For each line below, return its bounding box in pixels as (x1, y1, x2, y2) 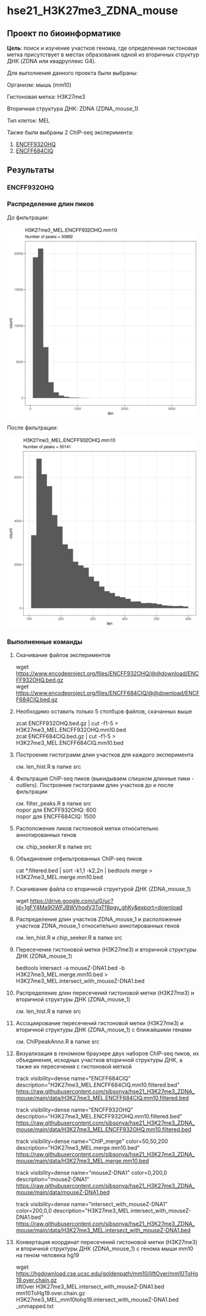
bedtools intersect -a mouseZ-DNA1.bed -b (15, 964, 125, 971)
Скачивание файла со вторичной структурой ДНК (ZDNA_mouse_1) (15, 885, 191, 893)
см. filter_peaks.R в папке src (15, 799, 92, 807)
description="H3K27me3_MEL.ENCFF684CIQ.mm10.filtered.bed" (15, 1081, 180, 1088)
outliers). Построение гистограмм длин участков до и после (15, 781, 174, 788)
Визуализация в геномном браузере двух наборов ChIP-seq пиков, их (15, 1050, 199, 1057)
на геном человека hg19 (15, 1251, 79, 1258)
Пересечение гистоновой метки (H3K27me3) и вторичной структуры (15, 945, 197, 953)
